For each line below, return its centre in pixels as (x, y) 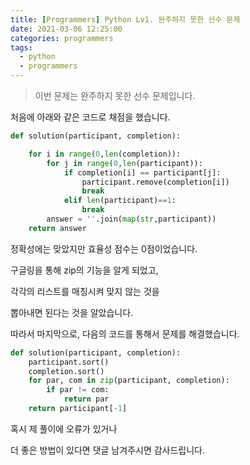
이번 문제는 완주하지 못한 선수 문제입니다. (115, 95)
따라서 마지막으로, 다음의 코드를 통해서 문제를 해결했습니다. (125, 333)
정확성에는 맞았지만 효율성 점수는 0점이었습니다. (104, 248)
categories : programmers (62, 38)
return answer (57, 228)
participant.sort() (69, 362)
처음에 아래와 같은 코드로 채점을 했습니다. (90, 117)
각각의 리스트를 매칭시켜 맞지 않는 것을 (85, 291)
